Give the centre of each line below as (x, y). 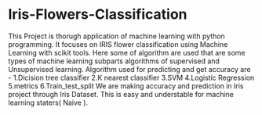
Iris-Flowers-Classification (98, 14)
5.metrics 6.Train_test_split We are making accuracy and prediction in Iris (126, 86)
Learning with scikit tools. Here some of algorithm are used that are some (127, 52)
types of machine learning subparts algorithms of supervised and (114, 61)
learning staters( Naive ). (48, 102)
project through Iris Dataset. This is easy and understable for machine (121, 94)
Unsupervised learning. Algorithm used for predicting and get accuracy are (129, 69)
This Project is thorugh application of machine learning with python (116, 36)
